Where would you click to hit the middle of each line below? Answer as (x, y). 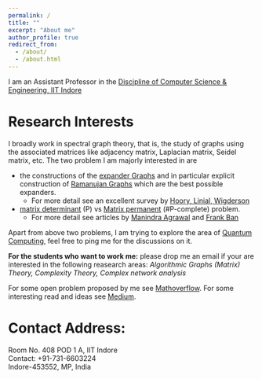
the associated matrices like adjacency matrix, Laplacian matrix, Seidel (122, 152)
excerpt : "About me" (42, 30)
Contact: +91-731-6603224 (52, 358)
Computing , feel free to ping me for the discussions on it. (100, 241)
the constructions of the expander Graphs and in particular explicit (127, 175)
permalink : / (29, 15)
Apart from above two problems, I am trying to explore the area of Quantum (130, 232)
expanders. (38, 192)
